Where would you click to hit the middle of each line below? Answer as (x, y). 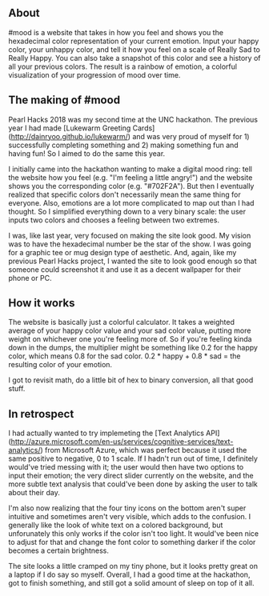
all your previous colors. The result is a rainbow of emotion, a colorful (123, 66)
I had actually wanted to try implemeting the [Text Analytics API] (114, 433)
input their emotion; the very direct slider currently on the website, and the (131, 476)
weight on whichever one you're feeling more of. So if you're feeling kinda (130, 339)
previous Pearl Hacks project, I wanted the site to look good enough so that (133, 261)
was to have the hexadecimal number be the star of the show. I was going (130, 244)
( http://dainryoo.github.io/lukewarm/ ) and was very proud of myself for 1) (129, 136)
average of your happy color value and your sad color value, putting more (130, 330)
